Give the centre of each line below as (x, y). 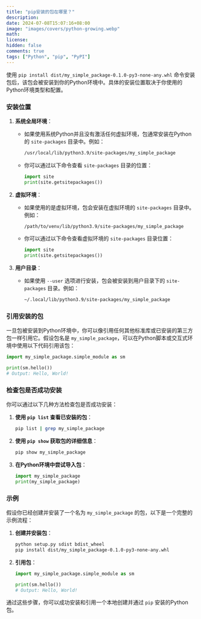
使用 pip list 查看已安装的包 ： (53, 417)
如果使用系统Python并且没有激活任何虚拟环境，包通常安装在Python (108, 134)
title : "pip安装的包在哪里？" (41, 12)
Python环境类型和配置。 (36, 90)
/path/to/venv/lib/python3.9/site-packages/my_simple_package (104, 226)
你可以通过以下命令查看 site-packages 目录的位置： (88, 165)
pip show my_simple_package (50, 452)
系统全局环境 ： (33, 121)
